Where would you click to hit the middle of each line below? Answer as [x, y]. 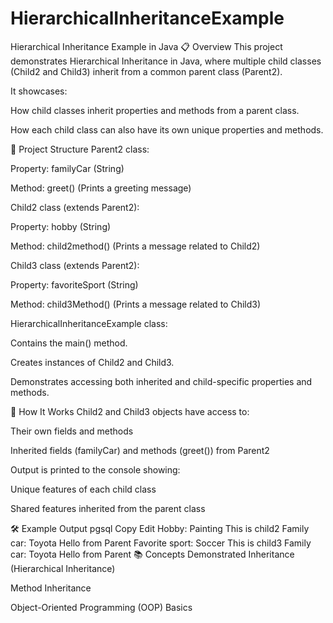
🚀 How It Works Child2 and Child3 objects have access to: [130, 411]
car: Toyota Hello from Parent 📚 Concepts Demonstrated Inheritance [152, 554]
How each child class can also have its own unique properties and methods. [167, 129]
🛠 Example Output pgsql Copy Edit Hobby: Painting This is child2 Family [160, 528]
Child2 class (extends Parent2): [75, 207]
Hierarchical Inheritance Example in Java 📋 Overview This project [146, 46]
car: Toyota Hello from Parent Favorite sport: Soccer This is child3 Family [161, 543]
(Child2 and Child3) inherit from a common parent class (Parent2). [146, 71]
